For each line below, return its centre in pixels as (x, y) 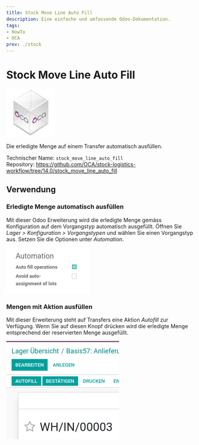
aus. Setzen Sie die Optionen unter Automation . (65, 239)
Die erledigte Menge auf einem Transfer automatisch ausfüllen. (84, 146)
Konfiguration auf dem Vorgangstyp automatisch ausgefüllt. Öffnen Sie (94, 226)
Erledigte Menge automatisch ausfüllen (65, 207)
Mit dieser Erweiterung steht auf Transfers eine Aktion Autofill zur (87, 320)
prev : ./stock (24, 45)
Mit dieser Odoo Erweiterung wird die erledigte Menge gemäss (84, 220)
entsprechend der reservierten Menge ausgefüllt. (67, 332)
